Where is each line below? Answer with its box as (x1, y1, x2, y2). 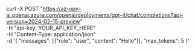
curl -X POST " (6, 5, 43, 12)
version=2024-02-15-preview (6, 18, 80, 25)
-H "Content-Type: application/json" (6, 31, 96, 38)
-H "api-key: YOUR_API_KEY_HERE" (6, 24, 96, 31)
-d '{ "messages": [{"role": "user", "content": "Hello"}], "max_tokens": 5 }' (6, 37, 190, 44)
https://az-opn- (42, 5, 82, 12)
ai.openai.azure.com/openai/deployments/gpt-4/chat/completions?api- (6, 11, 184, 19)
